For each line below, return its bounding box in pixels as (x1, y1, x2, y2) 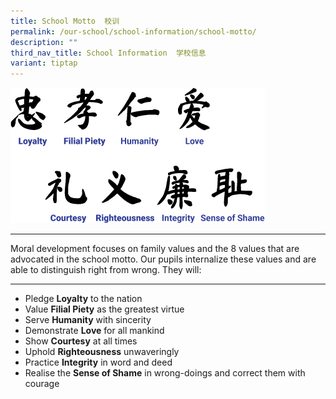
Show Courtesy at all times (24, 335, 138, 347)
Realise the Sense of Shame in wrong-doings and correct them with (24, 367, 306, 379)
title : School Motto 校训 (10, 16, 120, 26)
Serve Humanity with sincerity (24, 314, 152, 326)
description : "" (10, 37, 78, 47)
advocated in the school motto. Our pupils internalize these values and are (10, 253, 317, 265)
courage (24, 378, 60, 390)
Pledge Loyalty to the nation (24, 293, 143, 305)
